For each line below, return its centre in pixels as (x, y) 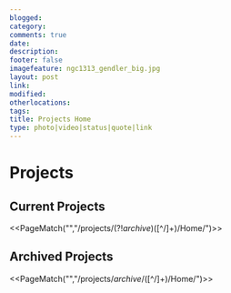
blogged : (26, 18)
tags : (20, 111)
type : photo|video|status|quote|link (81, 128)
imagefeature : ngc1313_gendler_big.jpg (85, 69)
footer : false (36, 60)
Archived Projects (61, 257)
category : (28, 26)
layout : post (34, 77)
